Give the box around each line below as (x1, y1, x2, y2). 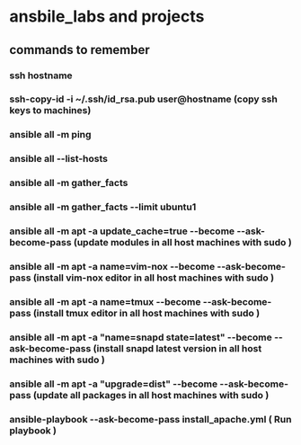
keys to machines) (9, 104, 92, 117)
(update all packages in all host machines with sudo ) (32, 388, 270, 401)
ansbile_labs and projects (9, 6, 205, 27)
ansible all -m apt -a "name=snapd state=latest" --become (9, 331, 272, 343)
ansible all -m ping (9, 129, 92, 141)
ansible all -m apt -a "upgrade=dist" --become (9, 378, 218, 390)
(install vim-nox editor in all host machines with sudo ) (32, 271, 275, 284)
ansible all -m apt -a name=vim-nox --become (9, 260, 216, 272)
